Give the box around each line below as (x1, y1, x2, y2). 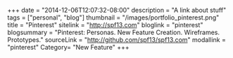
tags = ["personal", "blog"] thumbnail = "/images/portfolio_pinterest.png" (7, 13, 220, 22)
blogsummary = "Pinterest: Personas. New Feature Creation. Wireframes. (7, 28, 220, 36)
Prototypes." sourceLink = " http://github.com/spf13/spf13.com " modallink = (7, 36, 227, 44)
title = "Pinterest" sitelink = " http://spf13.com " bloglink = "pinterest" (7, 21, 203, 29)
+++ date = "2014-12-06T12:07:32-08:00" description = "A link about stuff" (7, 6, 227, 14)
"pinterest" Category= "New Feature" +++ (7, 43, 130, 51)
